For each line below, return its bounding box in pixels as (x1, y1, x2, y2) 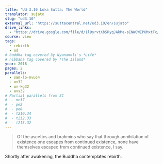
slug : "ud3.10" (5, 16, 36, 21)
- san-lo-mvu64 (9, 75, 40, 80)
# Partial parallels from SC (5, 93, 64, 98)
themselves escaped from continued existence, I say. (16, 144, 124, 150)
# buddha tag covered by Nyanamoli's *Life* (5, 52, 97, 57)
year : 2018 (5, 61, 27, 66)
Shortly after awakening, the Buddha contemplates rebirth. (5, 153, 122, 159)
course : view (5, 35, 32, 39)
